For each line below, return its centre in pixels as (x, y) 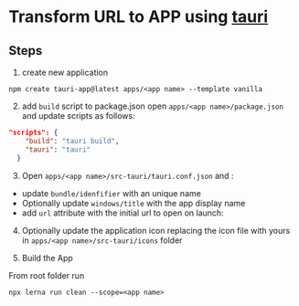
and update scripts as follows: (78, 116)
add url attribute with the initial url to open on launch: (123, 213)
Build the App (48, 258)
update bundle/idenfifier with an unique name (112, 193)
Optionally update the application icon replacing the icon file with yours (156, 230)
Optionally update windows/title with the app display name (133, 203)
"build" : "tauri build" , (72, 141)
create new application (65, 72)
